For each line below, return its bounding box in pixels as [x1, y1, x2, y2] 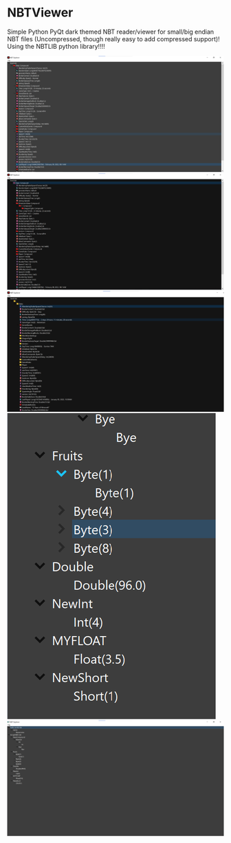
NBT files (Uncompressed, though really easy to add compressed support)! [7, 34, 220, 43]
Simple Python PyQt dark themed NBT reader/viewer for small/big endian [7, 28, 214, 36]
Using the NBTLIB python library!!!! [7, 42, 105, 50]
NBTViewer [7, 5, 74, 21]
